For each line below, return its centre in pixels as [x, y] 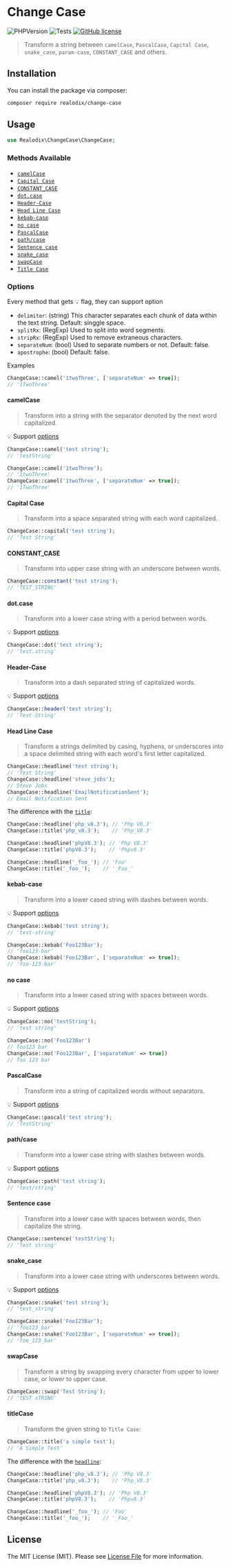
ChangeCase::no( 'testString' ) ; [52, 1022]
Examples [21, 365]
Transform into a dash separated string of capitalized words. [110, 683]
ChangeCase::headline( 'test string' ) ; [63, 767]
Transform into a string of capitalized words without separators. [114, 1091]
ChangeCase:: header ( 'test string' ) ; [60, 709]
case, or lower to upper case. [66, 1379]
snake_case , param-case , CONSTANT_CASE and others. [95, 52]
